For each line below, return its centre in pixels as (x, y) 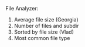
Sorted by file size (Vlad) (44, 32)
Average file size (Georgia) (46, 19)
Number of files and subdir (46, 26)
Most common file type (42, 38)
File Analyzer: (22, 8)
